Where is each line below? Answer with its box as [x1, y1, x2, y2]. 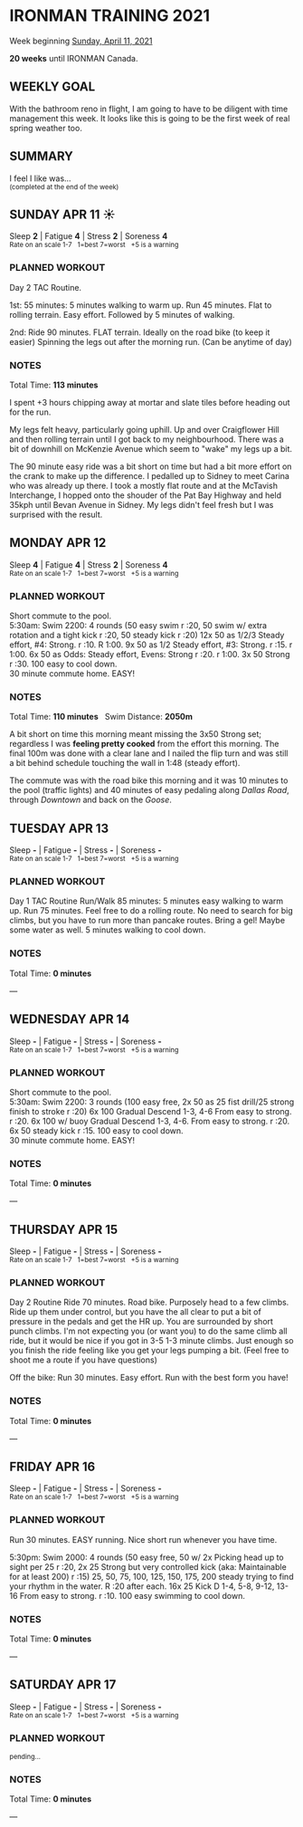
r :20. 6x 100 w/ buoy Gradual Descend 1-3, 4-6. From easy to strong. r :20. [9, 1115, 290, 1126]
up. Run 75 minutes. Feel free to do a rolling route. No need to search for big [9, 905, 294, 916]
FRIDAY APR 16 [9, 1459, 96, 1474]
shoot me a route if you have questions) [9, 1354, 158, 1365]
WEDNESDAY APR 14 [9, 1011, 130, 1028]
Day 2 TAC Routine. [9, 282, 82, 292]
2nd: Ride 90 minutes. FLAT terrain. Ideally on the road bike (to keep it [9, 327, 270, 338]
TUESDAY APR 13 [9, 820, 109, 836]
